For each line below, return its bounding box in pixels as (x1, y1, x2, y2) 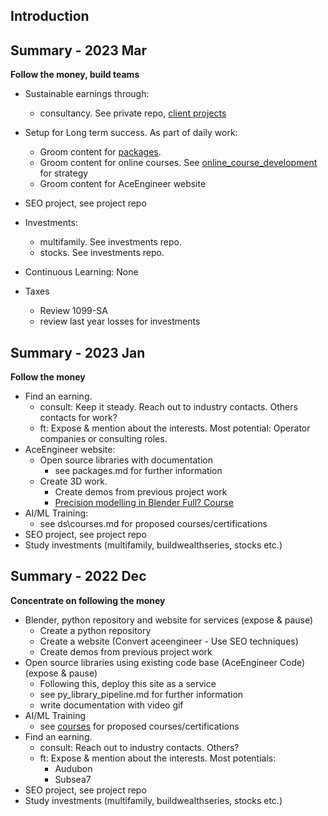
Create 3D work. (39, 475, 108, 488)
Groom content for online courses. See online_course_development (39, 157, 318, 169)
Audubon (54, 762, 93, 774)
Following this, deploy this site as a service (39, 677, 217, 689)
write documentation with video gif (39, 699, 184, 711)
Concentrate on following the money (10, 594, 166, 606)
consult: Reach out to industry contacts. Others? (39, 741, 240, 753)
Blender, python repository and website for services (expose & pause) (24, 614, 314, 626)
